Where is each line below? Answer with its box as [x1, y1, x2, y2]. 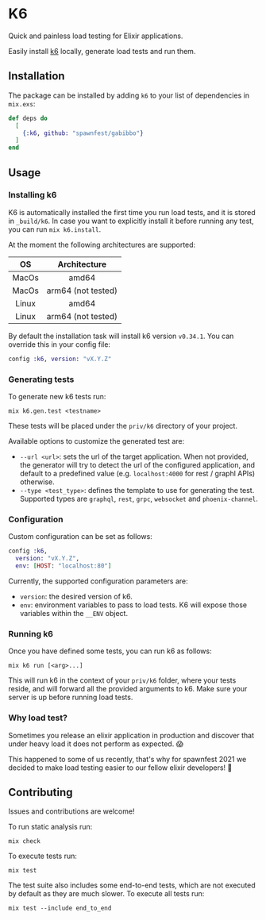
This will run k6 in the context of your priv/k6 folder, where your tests [8, 676, 237, 685]
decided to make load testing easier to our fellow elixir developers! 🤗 [8, 763, 233, 772]
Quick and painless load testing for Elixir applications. [8, 31, 183, 40]
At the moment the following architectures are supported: [8, 240, 196, 249]
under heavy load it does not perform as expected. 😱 [8, 739, 184, 749]
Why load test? [8, 712, 67, 723]
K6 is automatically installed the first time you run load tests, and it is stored [8, 207, 256, 217]
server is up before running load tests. [8, 692, 133, 703]
